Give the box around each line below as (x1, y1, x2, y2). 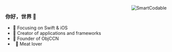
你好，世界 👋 (5, 13, 37, 20)
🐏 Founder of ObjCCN (12, 35, 59, 42)
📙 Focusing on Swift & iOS (12, 25, 68, 31)
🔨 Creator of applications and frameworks (12, 30, 101, 36)
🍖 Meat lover (15, 41, 42, 47)
